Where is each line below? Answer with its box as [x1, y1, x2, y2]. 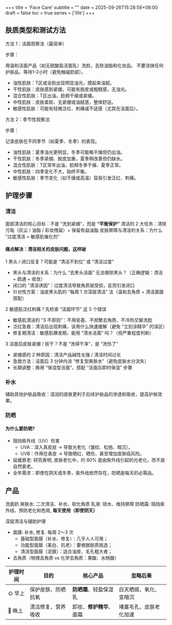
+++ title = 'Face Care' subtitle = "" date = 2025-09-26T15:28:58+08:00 [5, 5, 158, 10]
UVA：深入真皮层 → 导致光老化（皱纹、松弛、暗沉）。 [20, 444, 133, 450]
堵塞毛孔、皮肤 [118, 603, 155, 610]
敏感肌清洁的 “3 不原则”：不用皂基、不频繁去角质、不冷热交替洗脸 [12, 317, 153, 323]
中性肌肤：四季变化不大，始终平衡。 [12, 168, 90, 174]
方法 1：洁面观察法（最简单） [5, 41, 67, 47]
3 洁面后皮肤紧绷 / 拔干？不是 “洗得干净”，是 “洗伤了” [5, 340, 119, 347]
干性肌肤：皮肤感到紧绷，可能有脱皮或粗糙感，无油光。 [12, 86, 130, 92]
